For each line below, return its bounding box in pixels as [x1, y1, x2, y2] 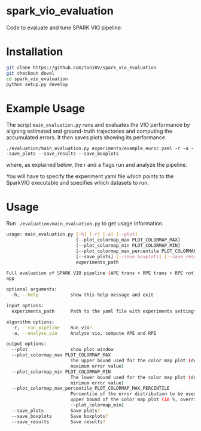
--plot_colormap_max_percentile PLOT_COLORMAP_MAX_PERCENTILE [11, 386, 170, 392]
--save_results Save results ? [11, 418, 106, 425]
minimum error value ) [70, 380, 124, 386]
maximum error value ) [70, 363, 124, 369]
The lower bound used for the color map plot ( [70, 374, 191, 380]
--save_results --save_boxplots [38, 151, 119, 157]
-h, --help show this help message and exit [11, 292, 154, 298]
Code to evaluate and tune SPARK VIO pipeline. [6, 24, 123, 31]
